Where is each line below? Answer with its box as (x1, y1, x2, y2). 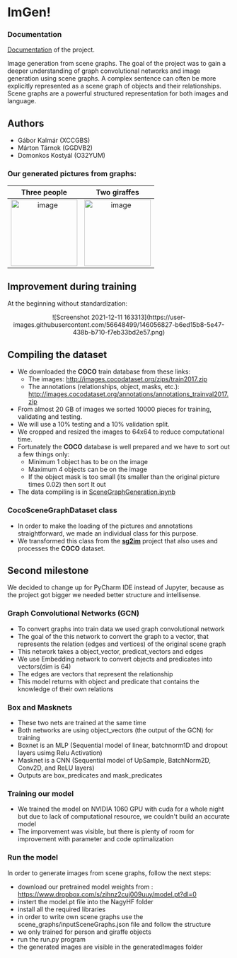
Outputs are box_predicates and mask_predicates (17, 771, 163, 779)
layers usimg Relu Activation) (17, 748, 103, 757)
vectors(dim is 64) (17, 662, 71, 671)
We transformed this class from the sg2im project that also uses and (17, 536, 218, 545)
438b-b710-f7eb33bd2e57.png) (72, 328, 166, 337)
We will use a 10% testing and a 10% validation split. (17, 420, 170, 429)
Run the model (7, 853, 59, 862)
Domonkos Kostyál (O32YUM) (17, 151, 106, 160)
